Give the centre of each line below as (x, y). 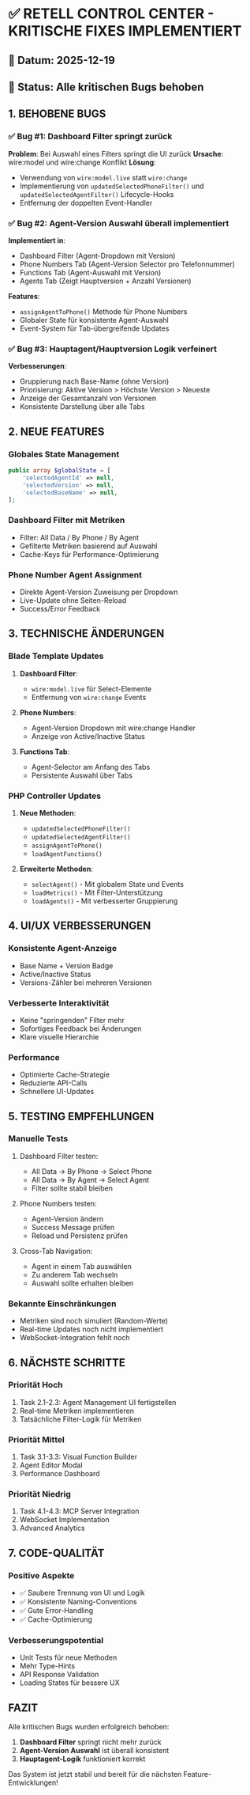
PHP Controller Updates (54, 796)
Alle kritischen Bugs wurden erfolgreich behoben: (89, 1727)
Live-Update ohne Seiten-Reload (73, 600)
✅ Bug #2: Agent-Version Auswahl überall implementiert (119, 223)
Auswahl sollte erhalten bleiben (82, 1283)
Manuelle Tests (38, 1138)
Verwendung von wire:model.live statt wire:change (103, 177)
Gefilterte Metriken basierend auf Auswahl (88, 546)
